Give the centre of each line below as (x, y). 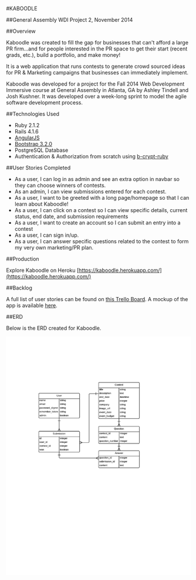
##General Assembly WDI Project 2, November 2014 (70, 20)
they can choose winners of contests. (60, 185)
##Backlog (19, 288)
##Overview (21, 31)
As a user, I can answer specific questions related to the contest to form (102, 241)
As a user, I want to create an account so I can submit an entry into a (97, 223)
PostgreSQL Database (41, 150)
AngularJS (27, 138)
